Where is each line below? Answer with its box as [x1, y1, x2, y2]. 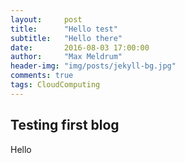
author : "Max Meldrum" [10, 52, 123, 62]
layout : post [10, 14, 83, 25]
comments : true [10, 71, 74, 81]
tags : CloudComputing [10, 80, 101, 90]
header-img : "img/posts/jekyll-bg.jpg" [10, 61, 177, 71]
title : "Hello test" [10, 24, 118, 34]
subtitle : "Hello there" [10, 33, 123, 43]
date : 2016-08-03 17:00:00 [10, 42, 150, 53]
